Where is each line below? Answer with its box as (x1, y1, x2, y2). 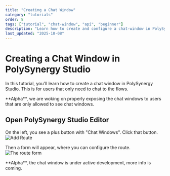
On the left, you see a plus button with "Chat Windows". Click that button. (5, 129, 158, 135)
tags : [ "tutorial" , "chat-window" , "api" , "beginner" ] (5, 21, 123, 27)
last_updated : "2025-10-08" (5, 31, 65, 36)
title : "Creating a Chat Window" (5, 7, 76, 13)
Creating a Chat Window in (5, 53, 120, 64)
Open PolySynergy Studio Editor (5, 116, 109, 124)
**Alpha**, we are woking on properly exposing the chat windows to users (5, 95, 161, 101)
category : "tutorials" (5, 12, 53, 17)
